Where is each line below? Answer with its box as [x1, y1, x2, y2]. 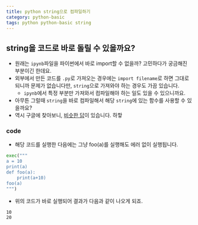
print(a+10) [17, 175, 46, 181]
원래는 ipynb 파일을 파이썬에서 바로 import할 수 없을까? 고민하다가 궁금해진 [14, 60, 188, 67]
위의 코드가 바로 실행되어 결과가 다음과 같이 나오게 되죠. [14, 197, 143, 204]
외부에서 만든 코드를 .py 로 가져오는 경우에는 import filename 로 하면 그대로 [14, 75, 190, 82]
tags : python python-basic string [6, 20, 92, 25]
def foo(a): [6, 169, 36, 175]
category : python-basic [6, 14, 65, 20]
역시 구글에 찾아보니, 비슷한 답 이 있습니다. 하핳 [14, 112, 123, 119]
